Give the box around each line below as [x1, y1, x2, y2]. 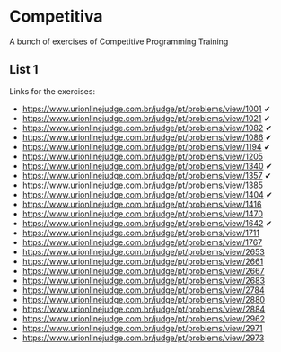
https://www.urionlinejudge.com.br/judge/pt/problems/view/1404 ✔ [22, 189, 273, 199]
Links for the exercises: [9, 85, 96, 96]
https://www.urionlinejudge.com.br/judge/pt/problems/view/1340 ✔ [22, 160, 273, 172]
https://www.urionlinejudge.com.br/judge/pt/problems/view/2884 [22, 304, 266, 314]
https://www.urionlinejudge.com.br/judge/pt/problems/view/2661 [22, 256, 264, 267]
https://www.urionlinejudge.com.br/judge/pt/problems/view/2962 [22, 312, 265, 324]
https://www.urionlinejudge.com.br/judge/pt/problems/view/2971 [22, 322, 263, 333]
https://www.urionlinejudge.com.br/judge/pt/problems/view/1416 [22, 198, 262, 209]
